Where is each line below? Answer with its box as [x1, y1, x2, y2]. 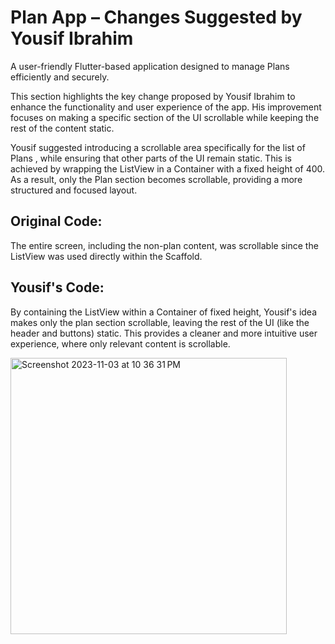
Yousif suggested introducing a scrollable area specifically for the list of [10, 141, 306, 153]
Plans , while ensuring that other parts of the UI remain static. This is [10, 152, 292, 164]
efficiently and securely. [10, 71, 110, 83]
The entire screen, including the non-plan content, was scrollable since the [10, 239, 319, 251]
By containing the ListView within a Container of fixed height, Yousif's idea [10, 306, 318, 318]
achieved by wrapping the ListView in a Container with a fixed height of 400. [10, 162, 326, 175]
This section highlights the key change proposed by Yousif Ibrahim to [10, 90, 296, 102]
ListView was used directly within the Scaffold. [10, 250, 203, 262]
